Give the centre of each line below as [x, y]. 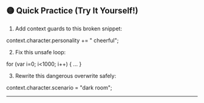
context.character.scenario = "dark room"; [59, 87]
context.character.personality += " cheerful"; [63, 40]
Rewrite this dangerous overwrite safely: [66, 76]
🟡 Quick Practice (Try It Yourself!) [72, 11]
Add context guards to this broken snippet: [69, 28]
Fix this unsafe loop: [40, 52]
